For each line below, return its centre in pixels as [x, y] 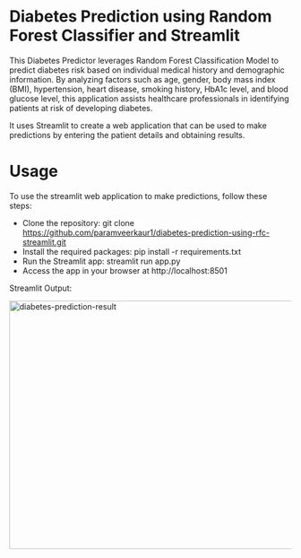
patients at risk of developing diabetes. [81, 108]
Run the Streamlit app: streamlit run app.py [101, 261]
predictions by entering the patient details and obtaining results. [127, 135]
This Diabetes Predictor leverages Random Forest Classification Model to [144, 60]
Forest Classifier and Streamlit [125, 35]
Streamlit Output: [41, 288]
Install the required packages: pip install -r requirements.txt [132, 251]
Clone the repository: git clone [78, 222]
